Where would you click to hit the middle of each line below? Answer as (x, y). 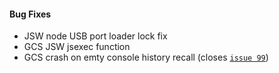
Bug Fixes (30, 14)
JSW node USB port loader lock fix (95, 36)
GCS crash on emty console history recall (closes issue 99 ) (146, 57)
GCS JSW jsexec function (77, 47)
